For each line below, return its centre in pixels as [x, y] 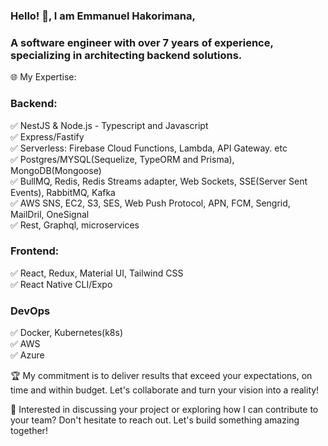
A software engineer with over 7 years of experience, [142, 42]
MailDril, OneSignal [50, 214]
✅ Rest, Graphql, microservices [75, 225]
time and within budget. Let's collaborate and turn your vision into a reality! [165, 390]
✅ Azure [27, 355]
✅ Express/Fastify [47, 136]
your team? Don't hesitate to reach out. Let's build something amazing [155, 420]
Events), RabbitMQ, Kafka [63, 192]
